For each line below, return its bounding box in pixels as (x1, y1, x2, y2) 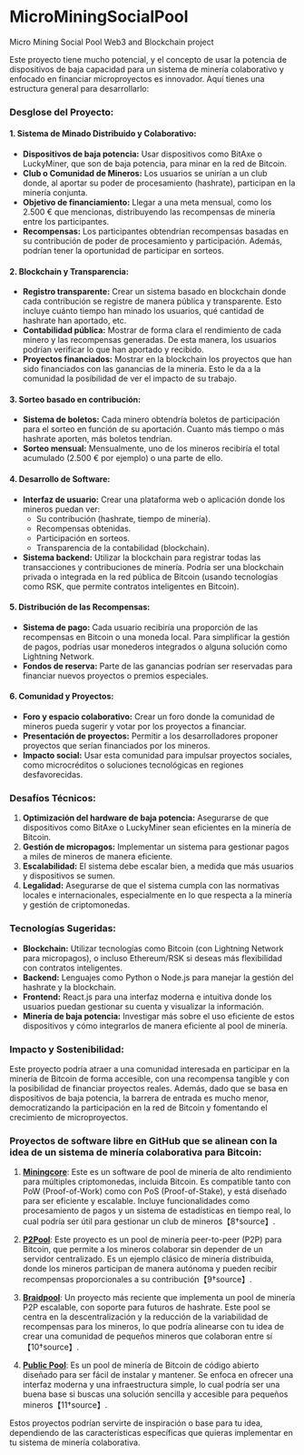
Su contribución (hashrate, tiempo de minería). (35, 513, 211, 524)
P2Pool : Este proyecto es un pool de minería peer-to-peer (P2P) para (22, 1234, 282, 1245)
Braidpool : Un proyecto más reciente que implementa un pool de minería (22, 1292, 296, 1303)
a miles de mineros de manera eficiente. (22, 851, 173, 862)
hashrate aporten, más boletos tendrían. (22, 434, 172, 445)
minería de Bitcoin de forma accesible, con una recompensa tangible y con (9, 1073, 289, 1084)
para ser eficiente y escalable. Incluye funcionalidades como (22, 1196, 250, 1207)
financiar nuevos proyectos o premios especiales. (22, 670, 209, 681)
